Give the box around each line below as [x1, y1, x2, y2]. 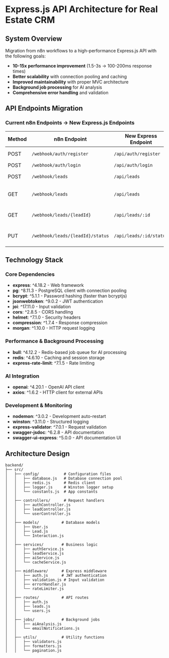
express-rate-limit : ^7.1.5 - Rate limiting [12, 360, 95, 366]
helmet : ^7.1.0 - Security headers [12, 314, 81, 321]
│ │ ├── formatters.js [5, 644, 62, 649]
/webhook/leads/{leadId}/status [32, 233, 109, 238]
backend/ [5, 463, 24, 468]
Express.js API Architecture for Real [5, 4, 158, 15]
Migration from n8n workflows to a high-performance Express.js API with [5, 48, 157, 53]
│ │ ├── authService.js [5, 547, 64, 552]
